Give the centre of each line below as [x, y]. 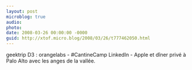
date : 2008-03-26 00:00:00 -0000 [47, 33]
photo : [14, 27]
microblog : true [26, 17]
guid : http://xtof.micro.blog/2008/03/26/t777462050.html [78, 38]
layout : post [22, 11]
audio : [14, 22]
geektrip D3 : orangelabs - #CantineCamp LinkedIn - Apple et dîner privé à [96, 55]
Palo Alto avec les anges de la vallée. [51, 61]
